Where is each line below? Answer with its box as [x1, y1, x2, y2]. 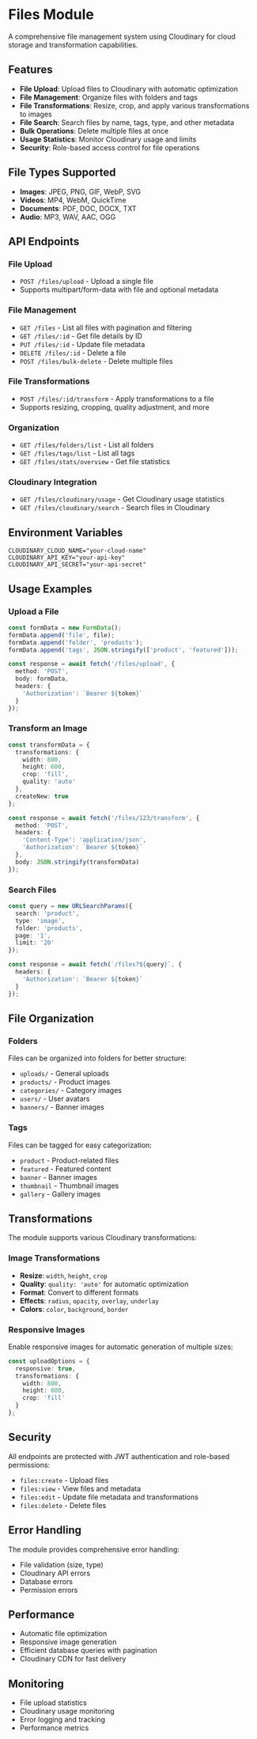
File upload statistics [19, 1698, 87, 1707]
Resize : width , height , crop [19, 1271, 108, 1280]
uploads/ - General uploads [19, 1069, 109, 1079]
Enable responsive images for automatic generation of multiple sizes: [8, 1342, 233, 1352]
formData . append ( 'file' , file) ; [8, 631, 115, 639]
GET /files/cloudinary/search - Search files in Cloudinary [19, 503, 210, 512]
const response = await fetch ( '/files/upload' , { [8, 660, 176, 668]
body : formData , [15, 675, 69, 683]
